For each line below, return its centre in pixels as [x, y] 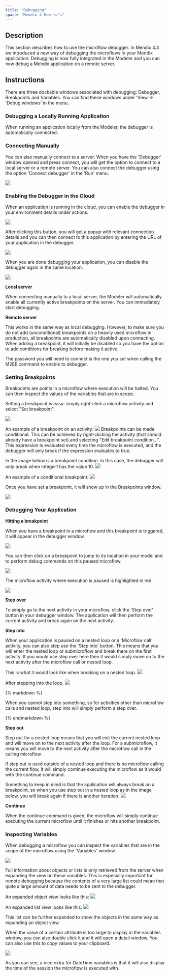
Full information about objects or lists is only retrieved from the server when [84, 870]
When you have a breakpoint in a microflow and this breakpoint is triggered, [84, 531]
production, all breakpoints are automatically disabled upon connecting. [80, 338]
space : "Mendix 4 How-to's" [35, 15]
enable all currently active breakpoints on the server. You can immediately [83, 302]
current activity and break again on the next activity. [60, 620]
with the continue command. [35, 774]
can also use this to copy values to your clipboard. [58, 943]
